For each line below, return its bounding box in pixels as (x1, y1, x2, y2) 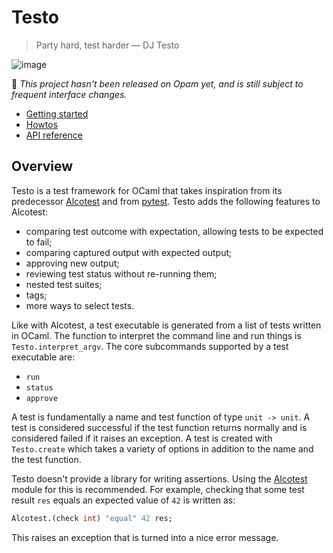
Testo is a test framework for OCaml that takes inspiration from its (11, 184, 283, 196)
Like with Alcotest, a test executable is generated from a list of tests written (11, 319, 322, 331)
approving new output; (25, 257, 120, 269)
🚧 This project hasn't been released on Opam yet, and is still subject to (11, 77, 304, 90)
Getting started (25, 107, 89, 120)
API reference (25, 129, 83, 141)
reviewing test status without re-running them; (25, 267, 218, 280)
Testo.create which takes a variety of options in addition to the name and (11, 442, 314, 455)
